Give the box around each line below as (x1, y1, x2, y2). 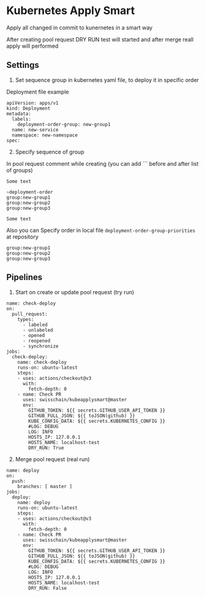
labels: (12, 116, 32, 122)
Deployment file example (6, 88, 69, 95)
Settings (6, 60, 40, 70)
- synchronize (22, 343, 59, 349)
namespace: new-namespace (12, 132, 78, 138)
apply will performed (6, 42, 59, 50)
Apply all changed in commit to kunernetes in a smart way (6, 24, 153, 31)
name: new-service (12, 127, 59, 133)
